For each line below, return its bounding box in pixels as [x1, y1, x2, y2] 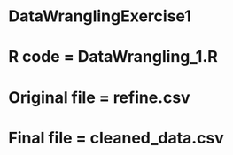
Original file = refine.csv [8, 87, 191, 107]
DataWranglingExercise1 [8, 6, 192, 27]
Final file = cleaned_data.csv [8, 128, 225, 148]
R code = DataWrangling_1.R [8, 47, 218, 67]
